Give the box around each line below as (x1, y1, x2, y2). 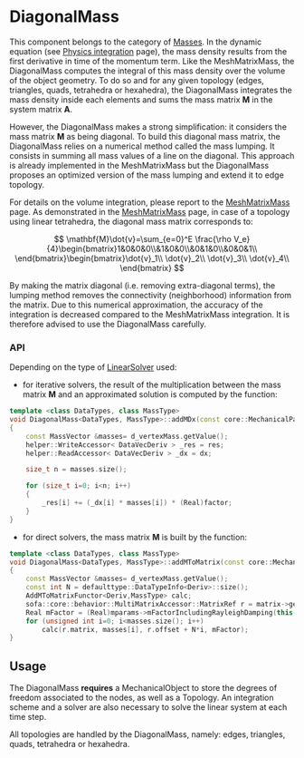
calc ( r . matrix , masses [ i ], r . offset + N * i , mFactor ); (42, 625, 249, 634)
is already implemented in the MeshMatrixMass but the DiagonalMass (9, 160, 270, 170)
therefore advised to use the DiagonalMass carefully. (9, 318, 206, 329)
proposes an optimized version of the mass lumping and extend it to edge (9, 170, 285, 180)
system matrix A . (9, 103, 73, 114)
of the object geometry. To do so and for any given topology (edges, (9, 74, 264, 85)
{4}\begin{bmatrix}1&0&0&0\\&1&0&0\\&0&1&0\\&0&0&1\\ (46, 243, 258, 254)
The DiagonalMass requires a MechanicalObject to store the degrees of (9, 683, 278, 694)
